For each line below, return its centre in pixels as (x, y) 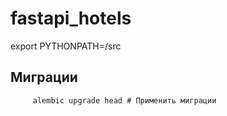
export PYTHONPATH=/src (66, 46)
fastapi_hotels (71, 18)
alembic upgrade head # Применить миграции (124, 100)
